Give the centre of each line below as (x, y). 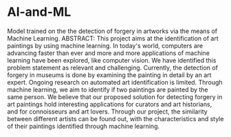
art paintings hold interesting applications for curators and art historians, (110, 104)
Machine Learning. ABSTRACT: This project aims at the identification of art (113, 38)
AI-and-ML (39, 12)
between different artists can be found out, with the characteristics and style (115, 118)
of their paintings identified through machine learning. (84, 126)
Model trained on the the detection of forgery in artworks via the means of (112, 31)
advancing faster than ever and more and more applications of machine (108, 53)
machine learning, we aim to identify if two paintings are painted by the (108, 89)
